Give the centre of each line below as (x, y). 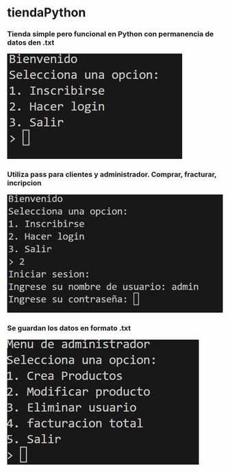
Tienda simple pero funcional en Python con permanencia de (111, 34)
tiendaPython (47, 13)
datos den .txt (31, 42)
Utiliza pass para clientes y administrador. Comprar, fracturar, (112, 175)
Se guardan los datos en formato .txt (69, 328)
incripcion (24, 183)
